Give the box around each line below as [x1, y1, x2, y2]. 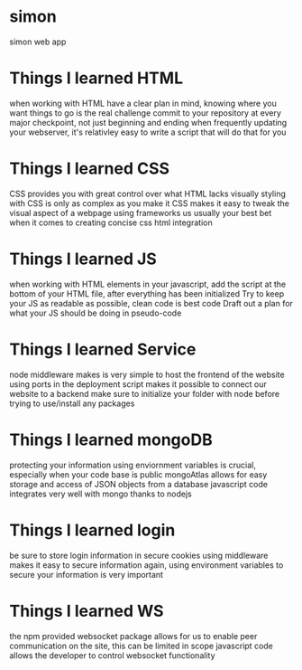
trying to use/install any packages [9, 398, 135, 409]
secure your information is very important [9, 569, 164, 580]
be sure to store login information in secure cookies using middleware [9, 550, 269, 561]
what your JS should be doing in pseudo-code [9, 307, 182, 318]
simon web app [9, 36, 67, 47]
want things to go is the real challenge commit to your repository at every [9, 107, 282, 118]
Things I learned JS [9, 249, 158, 269]
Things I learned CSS [9, 158, 169, 179]
